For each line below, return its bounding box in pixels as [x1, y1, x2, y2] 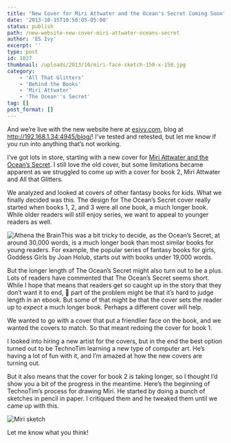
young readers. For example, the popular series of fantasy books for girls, [7, 245, 217, 254]
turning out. [7, 359, 41, 367]
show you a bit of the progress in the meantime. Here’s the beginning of [7, 380, 210, 388]
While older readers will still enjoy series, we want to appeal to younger [7, 210, 209, 218]
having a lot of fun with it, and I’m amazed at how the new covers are [7, 351, 203, 360]
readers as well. [7, 218, 52, 226]
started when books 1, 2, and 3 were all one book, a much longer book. [7, 203, 208, 211]
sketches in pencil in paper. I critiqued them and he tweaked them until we [7, 394, 218, 402]
